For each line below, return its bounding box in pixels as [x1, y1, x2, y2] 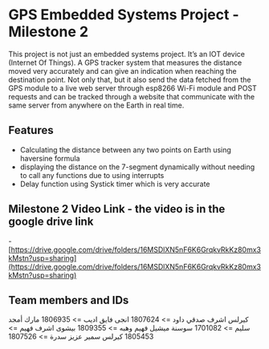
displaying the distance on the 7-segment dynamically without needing [19, 162, 255, 172]
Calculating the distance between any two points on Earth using [19, 144, 231, 154]
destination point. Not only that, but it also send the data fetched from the [8, 75, 251, 84]
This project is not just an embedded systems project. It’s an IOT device [8, 49, 246, 59]
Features [8, 124, 54, 137]
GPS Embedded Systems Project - [8, 6, 239, 24]
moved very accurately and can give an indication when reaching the [8, 66, 237, 75]
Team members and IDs [8, 293, 129, 306]
